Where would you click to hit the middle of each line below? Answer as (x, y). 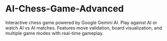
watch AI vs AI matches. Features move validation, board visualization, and (84, 27)
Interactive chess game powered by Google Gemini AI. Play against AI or (81, 22)
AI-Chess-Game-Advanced (65, 9)
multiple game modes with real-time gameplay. (54, 33)
